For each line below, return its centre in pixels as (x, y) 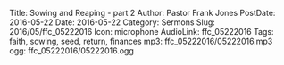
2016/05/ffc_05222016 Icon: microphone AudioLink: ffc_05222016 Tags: (142, 32)
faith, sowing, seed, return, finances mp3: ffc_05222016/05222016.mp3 (141, 41)
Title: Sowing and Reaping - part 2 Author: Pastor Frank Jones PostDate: (142, 13)
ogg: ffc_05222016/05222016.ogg (71, 51)
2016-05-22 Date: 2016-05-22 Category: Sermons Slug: (113, 22)
